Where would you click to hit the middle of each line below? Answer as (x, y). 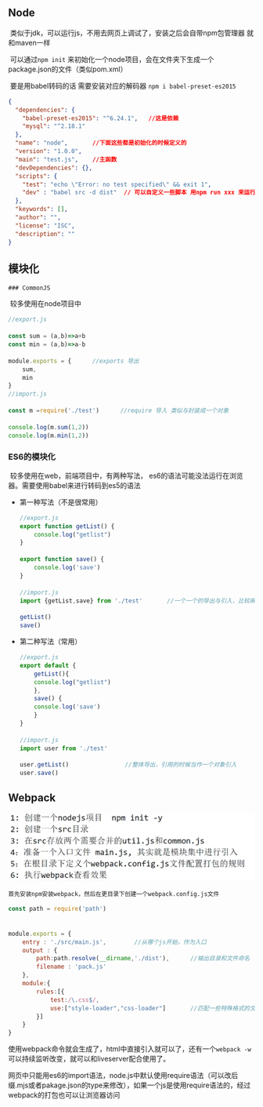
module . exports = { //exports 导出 (74, 361)
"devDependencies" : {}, (54, 168)
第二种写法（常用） (50, 642)
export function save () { (61, 559)
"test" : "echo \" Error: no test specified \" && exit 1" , (117, 184)
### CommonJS (29, 288)
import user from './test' (63, 748)
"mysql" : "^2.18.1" (54, 126)
